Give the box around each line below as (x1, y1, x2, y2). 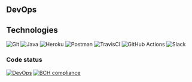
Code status (6, 56, 43, 64)
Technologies (6, 25, 59, 35)
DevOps (6, 5, 37, 15)
